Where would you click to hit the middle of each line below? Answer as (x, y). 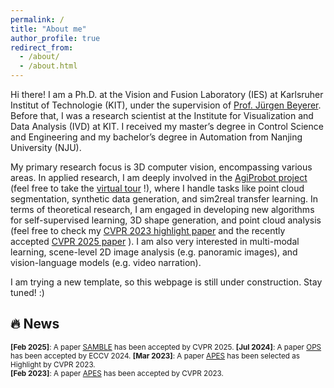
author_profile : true (55, 38)
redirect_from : (42, 47)
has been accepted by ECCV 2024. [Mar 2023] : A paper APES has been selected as (155, 356)
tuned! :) (27, 292)
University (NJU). (46, 147)
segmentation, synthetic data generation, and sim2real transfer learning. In (164, 199)
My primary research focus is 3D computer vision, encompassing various (161, 167)
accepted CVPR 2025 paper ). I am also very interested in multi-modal (155, 241)
